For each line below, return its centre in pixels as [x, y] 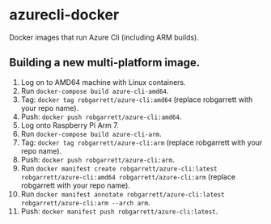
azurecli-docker [64, 15]
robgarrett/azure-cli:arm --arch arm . [85, 202]
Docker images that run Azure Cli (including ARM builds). [104, 37]
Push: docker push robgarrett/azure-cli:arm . [97, 159]
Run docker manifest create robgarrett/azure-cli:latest [119, 168]
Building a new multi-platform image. [105, 63]
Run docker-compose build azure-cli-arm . [91, 133]
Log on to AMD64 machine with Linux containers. [104, 82]
